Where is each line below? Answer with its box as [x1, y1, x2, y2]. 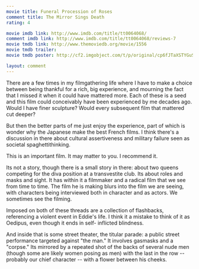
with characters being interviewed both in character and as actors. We [6, 189, 178, 196]
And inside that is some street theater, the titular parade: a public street [6, 231, 180, 238]
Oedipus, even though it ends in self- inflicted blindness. [6, 219, 144, 226]
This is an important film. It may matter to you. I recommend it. [6, 152, 158, 160]
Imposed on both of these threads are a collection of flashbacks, [6, 206, 164, 213]
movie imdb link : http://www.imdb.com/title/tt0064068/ [6, 30, 147, 36]
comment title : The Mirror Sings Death [6, 14, 105, 20]
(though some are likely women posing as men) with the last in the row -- [6, 249, 185, 257]
